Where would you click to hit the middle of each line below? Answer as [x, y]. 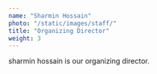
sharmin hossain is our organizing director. [79, 61]
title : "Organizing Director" [59, 31]
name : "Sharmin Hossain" [50, 16]
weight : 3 [25, 38]
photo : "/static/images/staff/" [62, 23]
